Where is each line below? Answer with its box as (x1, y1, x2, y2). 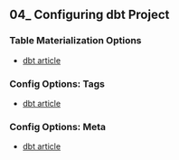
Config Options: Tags (9, 77, 106, 89)
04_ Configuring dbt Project (9, 7, 170, 23)
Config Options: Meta (9, 120, 107, 133)
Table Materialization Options (9, 34, 142, 47)
